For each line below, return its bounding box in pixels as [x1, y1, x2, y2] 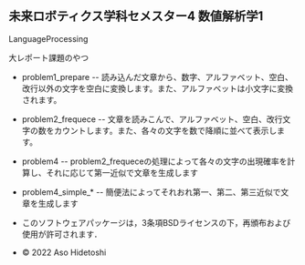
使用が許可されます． [21, 229, 102, 240]
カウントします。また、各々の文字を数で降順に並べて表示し [53, 125, 278, 136]
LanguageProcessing [8, 33, 89, 44]
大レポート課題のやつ [8, 52, 89, 63]
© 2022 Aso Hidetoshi [21, 247, 107, 258]
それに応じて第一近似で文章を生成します [46, 167, 198, 178]
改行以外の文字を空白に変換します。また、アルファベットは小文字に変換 [21, 83, 294, 94]
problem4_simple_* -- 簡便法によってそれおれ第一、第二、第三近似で [21, 186, 281, 198]
